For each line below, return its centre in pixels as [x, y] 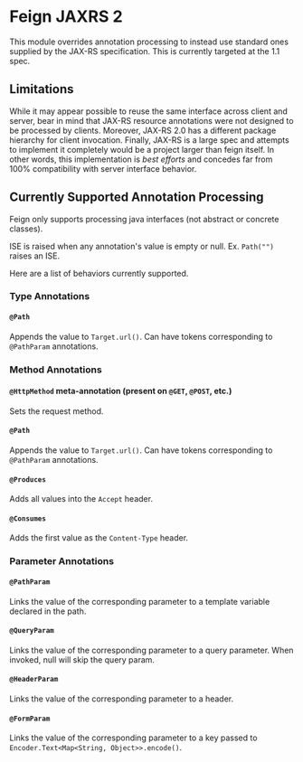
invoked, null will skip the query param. [82, 659]
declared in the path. [48, 611]
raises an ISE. [35, 256]
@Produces [28, 480]
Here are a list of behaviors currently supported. [99, 273]
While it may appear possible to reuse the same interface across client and [148, 111]
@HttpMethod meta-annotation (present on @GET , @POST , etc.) [121, 391]
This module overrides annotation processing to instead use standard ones [149, 42]
